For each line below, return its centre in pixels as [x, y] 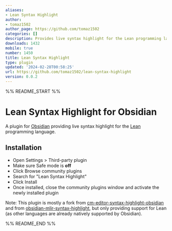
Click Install [25, 182]
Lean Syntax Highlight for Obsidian [81, 112]
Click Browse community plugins [47, 171]
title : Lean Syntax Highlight [38, 58]
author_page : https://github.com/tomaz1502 [52, 29]
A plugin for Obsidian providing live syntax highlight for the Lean [73, 126]
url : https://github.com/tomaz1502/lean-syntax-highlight [68, 72]
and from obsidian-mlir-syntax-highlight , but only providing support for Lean [86, 208]
